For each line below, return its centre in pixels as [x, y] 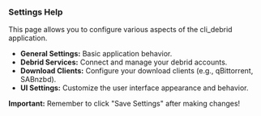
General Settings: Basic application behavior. [96, 54]
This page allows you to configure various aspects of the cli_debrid [120, 30]
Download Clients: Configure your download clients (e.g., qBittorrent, [137, 71]
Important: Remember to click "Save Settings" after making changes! [124, 104]
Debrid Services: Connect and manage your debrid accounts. [124, 62]
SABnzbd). [38, 80]
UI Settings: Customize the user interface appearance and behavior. [134, 88]
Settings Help [36, 12]
